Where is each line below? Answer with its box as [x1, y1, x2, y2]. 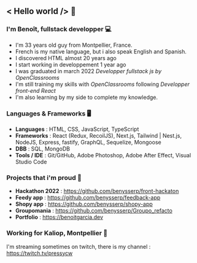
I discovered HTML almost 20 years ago [15, 54, 117, 61]
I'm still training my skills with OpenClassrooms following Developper [15, 80, 190, 88]
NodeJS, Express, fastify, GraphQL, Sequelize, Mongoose [15, 138, 161, 146]
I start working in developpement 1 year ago [15, 61, 126, 68]
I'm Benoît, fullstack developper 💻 [6, 25, 112, 34]
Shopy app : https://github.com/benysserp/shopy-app [15, 200, 153, 208]
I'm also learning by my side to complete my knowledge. [15, 93, 158, 101]
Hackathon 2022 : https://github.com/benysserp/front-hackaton [15, 187, 179, 195]
